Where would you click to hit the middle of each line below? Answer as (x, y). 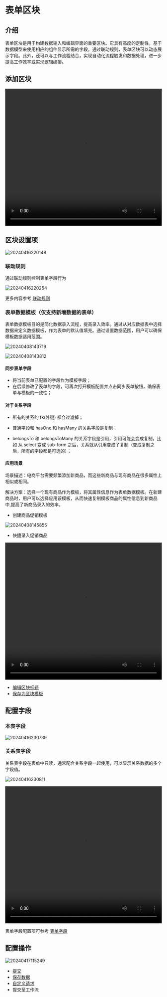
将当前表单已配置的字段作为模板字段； (51, 380)
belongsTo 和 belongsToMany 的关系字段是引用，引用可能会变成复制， (85, 438)
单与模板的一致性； (32, 393)
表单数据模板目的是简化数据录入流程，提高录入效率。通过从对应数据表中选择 (83, 324)
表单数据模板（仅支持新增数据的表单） (51, 312)
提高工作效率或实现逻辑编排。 (36, 62)
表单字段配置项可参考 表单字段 (36, 931)
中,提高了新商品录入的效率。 (34, 504)
